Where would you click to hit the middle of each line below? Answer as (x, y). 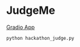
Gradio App (21, 27)
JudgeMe (31, 11)
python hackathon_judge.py (40, 38)
